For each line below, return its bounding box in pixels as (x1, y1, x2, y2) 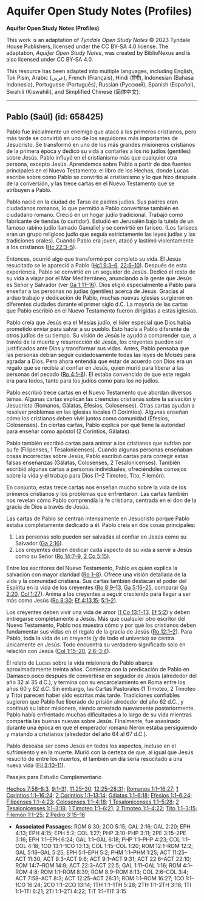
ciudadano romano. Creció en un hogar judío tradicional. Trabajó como (6, 211, 183, 218)
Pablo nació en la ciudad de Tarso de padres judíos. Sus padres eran (6, 198, 178, 205)
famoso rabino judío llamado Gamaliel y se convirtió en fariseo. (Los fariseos (6, 224, 198, 231)
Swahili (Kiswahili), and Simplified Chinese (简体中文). (6, 88, 141, 95)
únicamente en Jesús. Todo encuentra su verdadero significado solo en (6, 641, 186, 648)
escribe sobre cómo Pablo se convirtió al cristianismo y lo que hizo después (6, 173, 197, 180)
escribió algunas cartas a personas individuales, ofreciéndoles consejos (6, 465, 187, 473)
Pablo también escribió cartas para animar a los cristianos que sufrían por (6, 439, 191, 447)
